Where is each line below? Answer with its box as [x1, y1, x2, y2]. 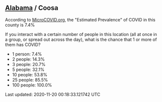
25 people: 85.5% [12, 77, 48, 83]
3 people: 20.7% [12, 61, 46, 67]
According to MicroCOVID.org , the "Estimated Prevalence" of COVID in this [5, 17, 156, 22]
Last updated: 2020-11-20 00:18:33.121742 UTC [5, 91, 101, 97]
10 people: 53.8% [12, 71, 48, 77]
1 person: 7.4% [12, 51, 42, 57]
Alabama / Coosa [5, 4, 59, 12]
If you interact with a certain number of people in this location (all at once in [5, 31, 157, 37]
